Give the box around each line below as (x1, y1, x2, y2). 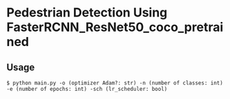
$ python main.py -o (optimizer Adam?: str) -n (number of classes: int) (6, 80, 224, 87)
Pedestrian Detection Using (6, 5, 168, 21)
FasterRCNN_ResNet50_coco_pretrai (6, 19, 224, 35)
